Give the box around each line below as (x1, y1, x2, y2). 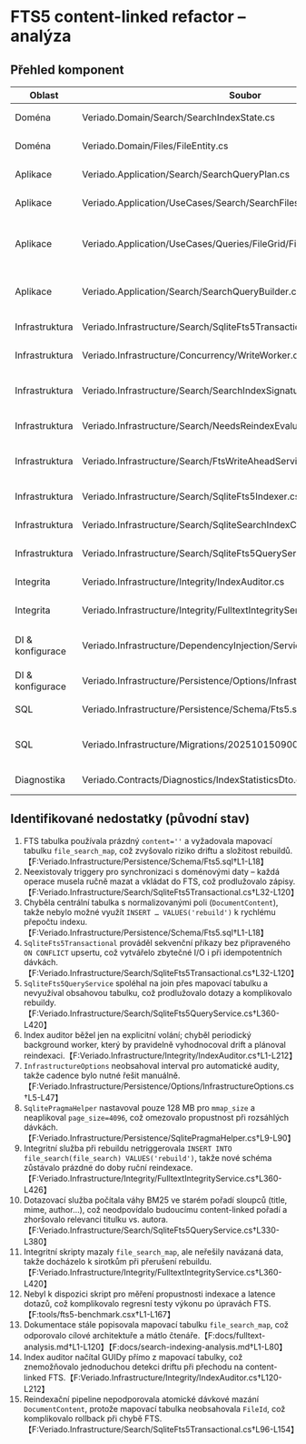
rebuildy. (23, 997, 57, 1008)
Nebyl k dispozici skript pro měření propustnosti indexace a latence (23, 1288, 276, 1299)
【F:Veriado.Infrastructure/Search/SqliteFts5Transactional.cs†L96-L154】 (23, 1423, 299, 1435)
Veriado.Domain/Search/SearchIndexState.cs (82, 111, 275, 124)
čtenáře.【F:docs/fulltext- (168, 1329, 266, 1340)
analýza (10, 25, 72, 46)
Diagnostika (15, 774, 66, 786)
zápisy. (268, 876, 296, 887)
